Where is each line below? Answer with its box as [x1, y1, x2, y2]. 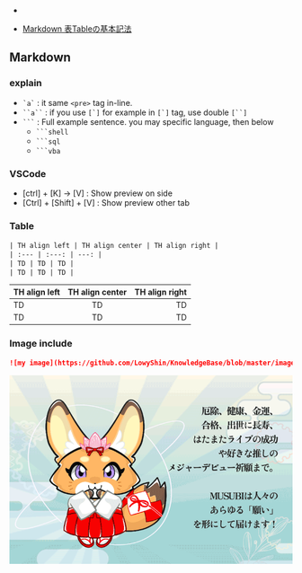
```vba [35, 146, 61, 155]
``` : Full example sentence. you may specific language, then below [22, 116, 274, 127]
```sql [35, 137, 61, 146]
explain [9, 77, 42, 90]
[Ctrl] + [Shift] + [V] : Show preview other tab [22, 197, 191, 207]
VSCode [9, 167, 47, 180]
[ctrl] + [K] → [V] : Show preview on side [22, 188, 173, 198]
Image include [9, 337, 73, 349]
